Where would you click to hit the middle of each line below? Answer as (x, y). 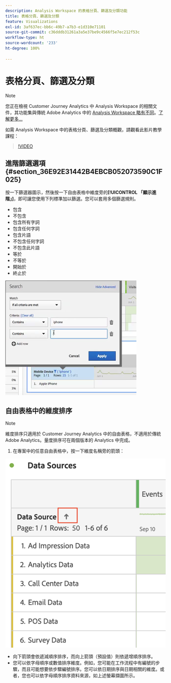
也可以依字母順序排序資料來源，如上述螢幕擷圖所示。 (82, 675)
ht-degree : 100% (22, 48)
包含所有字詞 (26, 222)
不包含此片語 (26, 248)
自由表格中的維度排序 (39, 410)
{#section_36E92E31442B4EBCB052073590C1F (84, 171)
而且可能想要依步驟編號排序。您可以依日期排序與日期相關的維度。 (91, 669)
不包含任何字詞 (28, 241)
